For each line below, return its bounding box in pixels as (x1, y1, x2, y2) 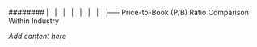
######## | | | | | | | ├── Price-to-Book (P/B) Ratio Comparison (8, 8, 249, 17)
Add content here (8, 32, 67, 41)
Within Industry (8, 16, 59, 25)
